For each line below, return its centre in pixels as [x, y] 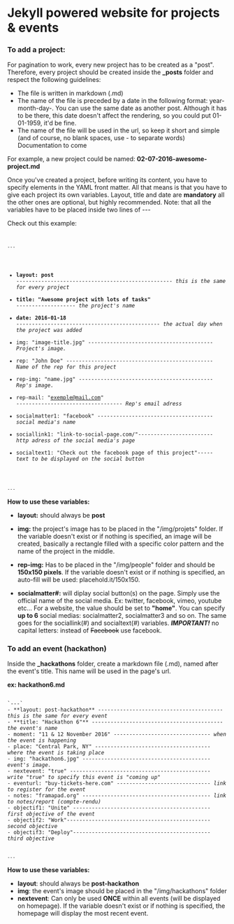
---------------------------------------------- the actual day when [119, 324]
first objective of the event [51, 814]
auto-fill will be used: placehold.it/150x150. [79, 580]
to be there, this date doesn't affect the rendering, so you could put [114, 116]
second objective [32, 827]
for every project [43, 288]
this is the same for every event [58, 716]
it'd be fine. [60, 123]
